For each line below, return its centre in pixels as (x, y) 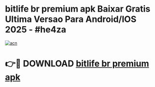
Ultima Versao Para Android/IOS (71, 19)
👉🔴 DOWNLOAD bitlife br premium (77, 64)
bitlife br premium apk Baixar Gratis (78, 9)
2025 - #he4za (36, 30)
